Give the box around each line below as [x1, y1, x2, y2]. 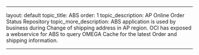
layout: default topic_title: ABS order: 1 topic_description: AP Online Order [6, 12, 185, 18]
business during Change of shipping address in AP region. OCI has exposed [6, 24, 192, 31]
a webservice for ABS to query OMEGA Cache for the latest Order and [6, 31, 177, 37]
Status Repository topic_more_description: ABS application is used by [6, 18, 176, 25]
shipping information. [6, 37, 58, 44]
